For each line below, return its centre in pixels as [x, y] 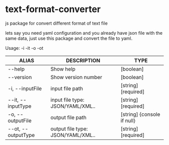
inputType [20, 106]
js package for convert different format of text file [57, 23]
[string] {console [140, 114]
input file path [66, 88]
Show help [63, 69]
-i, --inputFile [25, 88]
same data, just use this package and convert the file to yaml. [69, 38]
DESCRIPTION [83, 60]
